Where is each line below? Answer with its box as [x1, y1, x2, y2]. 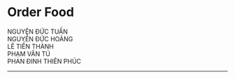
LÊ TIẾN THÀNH [7, 42, 55, 50]
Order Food [7, 4, 75, 20]
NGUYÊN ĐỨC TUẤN [7, 27, 69, 36]
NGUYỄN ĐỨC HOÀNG [7, 34, 73, 43]
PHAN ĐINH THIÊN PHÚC [7, 57, 82, 65]
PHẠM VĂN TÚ [7, 50, 50, 58]
